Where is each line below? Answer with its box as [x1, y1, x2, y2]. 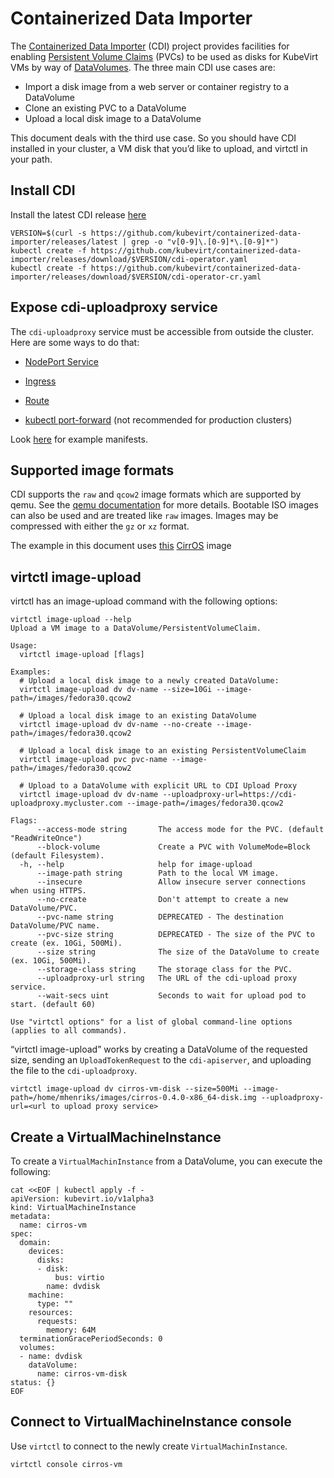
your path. [10, 153, 53, 165]
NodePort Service [24, 355, 99, 367]
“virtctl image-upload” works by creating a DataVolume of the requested [10, 1043, 308, 1056]
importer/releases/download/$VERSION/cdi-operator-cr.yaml [10, 272, 262, 282]
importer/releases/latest [10, 237, 118, 247]
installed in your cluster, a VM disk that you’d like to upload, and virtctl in [10, 142, 308, 154]
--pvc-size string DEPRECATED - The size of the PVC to [36, 930, 315, 940]
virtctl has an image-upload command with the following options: [10, 595, 278, 607]
